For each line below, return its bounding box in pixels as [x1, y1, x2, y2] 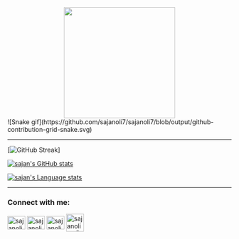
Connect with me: [7, 197, 70, 207]
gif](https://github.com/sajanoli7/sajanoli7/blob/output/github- [31, 118, 214, 126]
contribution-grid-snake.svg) [7, 126, 92, 133]
